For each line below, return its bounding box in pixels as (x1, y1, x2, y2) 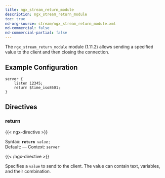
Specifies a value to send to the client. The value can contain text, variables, (5, 163, 161, 169)
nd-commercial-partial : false (5, 30, 68, 35)
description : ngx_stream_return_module (5, 12, 87, 17)
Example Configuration (5, 63, 78, 72)
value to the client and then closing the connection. (5, 49, 110, 55)
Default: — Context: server (5, 144, 60, 150)
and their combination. (5, 168, 51, 174)
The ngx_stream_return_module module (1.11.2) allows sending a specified (5, 44, 154, 49)
